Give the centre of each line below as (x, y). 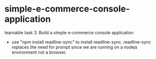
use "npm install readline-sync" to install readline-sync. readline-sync (81, 42)
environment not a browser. (39, 52)
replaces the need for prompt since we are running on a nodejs (74, 47)
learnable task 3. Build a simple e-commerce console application (69, 32)
